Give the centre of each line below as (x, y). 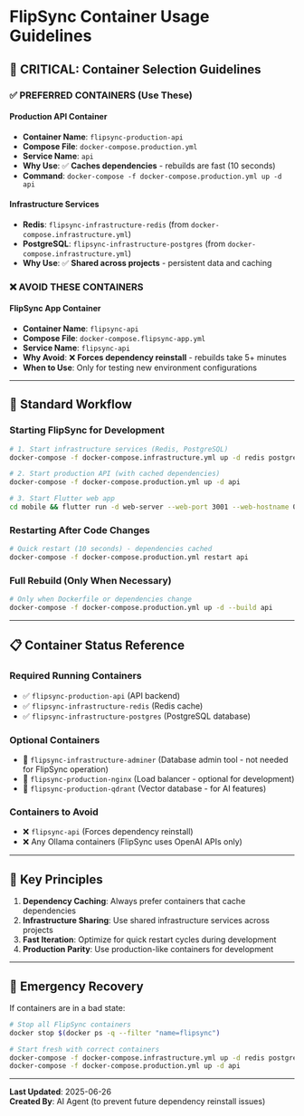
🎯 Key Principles (57, 879)
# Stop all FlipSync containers (70, 1025)
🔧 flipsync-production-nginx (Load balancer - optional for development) (158, 779)
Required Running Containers (76, 676)
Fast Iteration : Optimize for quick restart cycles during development (149, 940)
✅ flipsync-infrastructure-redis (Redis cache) (113, 706)
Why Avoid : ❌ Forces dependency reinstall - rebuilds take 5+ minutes (154, 358)
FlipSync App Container (55, 309)
